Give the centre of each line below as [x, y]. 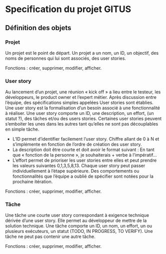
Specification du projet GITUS [68, 9]
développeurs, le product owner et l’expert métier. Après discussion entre [81, 97]
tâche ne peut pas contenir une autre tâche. [50, 236]
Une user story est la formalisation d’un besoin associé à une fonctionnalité [82, 108]
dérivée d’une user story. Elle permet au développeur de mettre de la [76, 221]
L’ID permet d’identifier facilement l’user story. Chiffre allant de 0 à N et [86, 139]
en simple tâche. [22, 130]
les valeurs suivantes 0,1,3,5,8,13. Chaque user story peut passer [79, 166]
